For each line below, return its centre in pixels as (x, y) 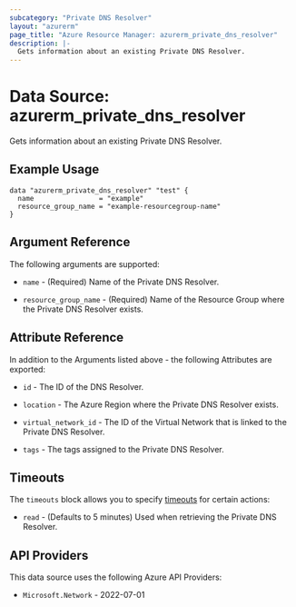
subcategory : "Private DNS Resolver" (81, 18)
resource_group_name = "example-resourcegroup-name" (119, 206)
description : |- (40, 43)
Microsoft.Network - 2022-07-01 (84, 595)
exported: (28, 369)
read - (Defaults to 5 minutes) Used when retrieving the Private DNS (149, 517)
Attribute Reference (67, 338)
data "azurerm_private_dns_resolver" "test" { (99, 190)
